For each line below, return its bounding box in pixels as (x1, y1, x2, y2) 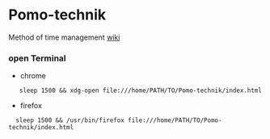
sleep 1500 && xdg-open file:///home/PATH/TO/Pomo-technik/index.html (19, 86, 263, 95)
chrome (19, 71, 46, 81)
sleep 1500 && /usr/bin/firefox (15, 116, 125, 124)
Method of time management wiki (8, 32, 120, 42)
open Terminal (8, 53, 66, 64)
